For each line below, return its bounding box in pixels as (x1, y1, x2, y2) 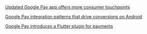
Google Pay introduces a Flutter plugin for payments (5, 23, 113, 29)
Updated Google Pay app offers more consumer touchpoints (5, 4, 130, 10)
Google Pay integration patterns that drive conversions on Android (5, 14, 142, 19)
